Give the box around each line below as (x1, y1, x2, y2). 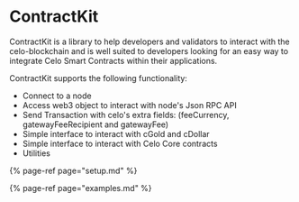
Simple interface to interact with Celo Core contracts (22, 138, 218, 149)
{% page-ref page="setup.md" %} (9, 165, 138, 176)
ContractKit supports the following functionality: (9, 72, 187, 83)
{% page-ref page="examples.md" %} (9, 182, 152, 193)
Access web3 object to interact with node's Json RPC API (22, 99, 237, 110)
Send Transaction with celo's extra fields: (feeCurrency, (22, 109, 230, 120)
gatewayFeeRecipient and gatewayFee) (22, 119, 169, 130)
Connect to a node (22, 90, 92, 101)
